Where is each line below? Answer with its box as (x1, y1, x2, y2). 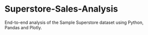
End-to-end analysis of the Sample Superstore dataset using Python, (4, 19, 144, 25)
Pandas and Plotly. (4, 24, 42, 30)
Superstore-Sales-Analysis (4, 3, 118, 15)
